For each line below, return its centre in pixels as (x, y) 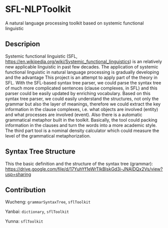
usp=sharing (18, 174)
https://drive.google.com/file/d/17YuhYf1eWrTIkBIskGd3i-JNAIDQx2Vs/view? (84, 169)
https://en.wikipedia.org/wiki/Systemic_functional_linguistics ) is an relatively (84, 61)
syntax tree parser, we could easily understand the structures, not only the (82, 98)
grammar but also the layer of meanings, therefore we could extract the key (83, 104)
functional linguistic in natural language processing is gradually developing (82, 72)
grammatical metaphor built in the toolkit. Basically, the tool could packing (81, 120)
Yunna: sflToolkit (24, 221)
